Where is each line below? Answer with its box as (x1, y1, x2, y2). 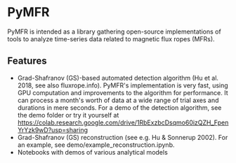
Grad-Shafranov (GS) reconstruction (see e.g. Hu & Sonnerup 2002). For (17, 133, 228, 141)
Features (7, 55, 47, 67)
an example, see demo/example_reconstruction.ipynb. (17, 141, 175, 149)
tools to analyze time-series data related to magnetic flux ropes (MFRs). (7, 34, 216, 43)
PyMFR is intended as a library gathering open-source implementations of (7, 27, 221, 36)
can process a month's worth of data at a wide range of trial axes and (17, 96, 219, 104)
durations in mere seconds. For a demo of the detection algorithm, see (17, 103, 222, 112)
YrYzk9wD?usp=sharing (17, 125, 88, 134)
